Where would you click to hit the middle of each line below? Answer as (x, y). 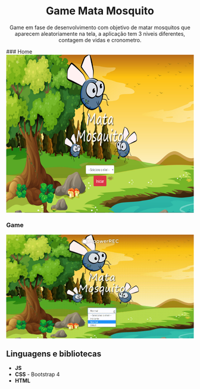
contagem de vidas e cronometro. (100, 40)
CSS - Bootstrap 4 (37, 374)
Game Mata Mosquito (100, 11)
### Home (19, 51)
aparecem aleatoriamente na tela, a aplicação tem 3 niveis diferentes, (100, 33)
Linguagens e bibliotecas (54, 354)
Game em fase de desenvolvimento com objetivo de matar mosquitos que (100, 27)
